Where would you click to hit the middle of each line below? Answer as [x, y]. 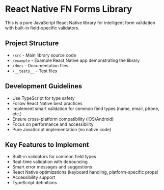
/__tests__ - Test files [35, 71]
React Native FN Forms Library [69, 9]
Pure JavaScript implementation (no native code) [62, 129]
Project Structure [32, 43]
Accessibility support [34, 177]
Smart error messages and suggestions [52, 167]
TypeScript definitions [35, 183]
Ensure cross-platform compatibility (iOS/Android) [63, 119]
